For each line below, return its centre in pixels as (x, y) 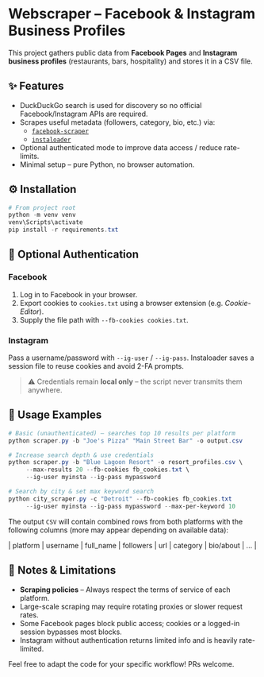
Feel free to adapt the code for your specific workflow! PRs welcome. (121, 663)
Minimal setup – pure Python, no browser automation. (107, 164)
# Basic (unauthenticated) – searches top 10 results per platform (122, 433)
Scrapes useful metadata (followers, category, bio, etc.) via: (117, 122)
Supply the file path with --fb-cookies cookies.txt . (104, 319)
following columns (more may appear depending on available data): (118, 530)
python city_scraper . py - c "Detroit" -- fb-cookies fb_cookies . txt (120, 499)
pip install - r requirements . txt (63, 230)
